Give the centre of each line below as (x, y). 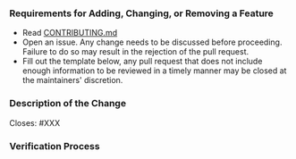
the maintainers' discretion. (72, 80)
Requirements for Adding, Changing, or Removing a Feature (142, 13)
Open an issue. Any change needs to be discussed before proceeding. (152, 42)
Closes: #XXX (35, 122)
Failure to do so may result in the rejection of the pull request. (135, 52)
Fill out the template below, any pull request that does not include (142, 62)
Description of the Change (68, 104)
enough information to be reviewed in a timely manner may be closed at (154, 71)
